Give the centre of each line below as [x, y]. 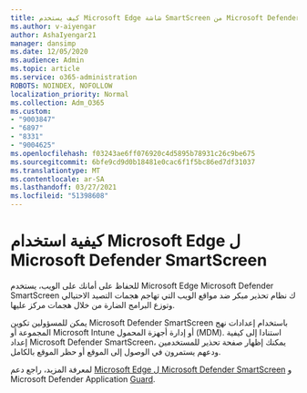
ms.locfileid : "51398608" [59, 196]
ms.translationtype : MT [56, 171]
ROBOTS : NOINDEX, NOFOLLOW [61, 86]
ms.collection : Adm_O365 [57, 103]
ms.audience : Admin [47, 60]
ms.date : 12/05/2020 [50, 52]
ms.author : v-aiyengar [53, 26]
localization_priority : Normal [70, 94]
